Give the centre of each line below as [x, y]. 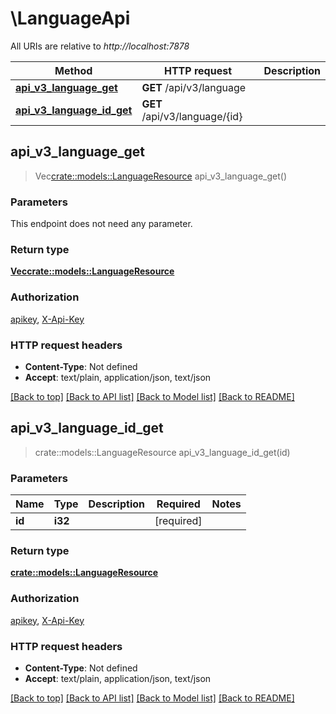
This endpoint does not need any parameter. [101, 224]
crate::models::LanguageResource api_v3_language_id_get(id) [162, 452]
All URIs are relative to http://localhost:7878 [100, 46]
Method [73, 70]
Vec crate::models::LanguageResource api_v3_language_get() [161, 176]
